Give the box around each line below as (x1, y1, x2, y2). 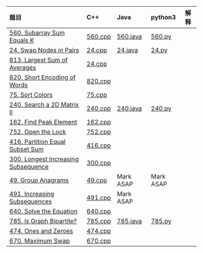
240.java (117, 104, 142, 113)
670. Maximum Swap (9, 237, 70, 245)
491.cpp (86, 194, 111, 202)
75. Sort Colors (9, 91, 53, 99)
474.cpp (86, 227, 111, 235)
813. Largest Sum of (9, 56, 68, 64)
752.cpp (86, 128, 111, 136)
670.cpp (86, 237, 111, 245)
